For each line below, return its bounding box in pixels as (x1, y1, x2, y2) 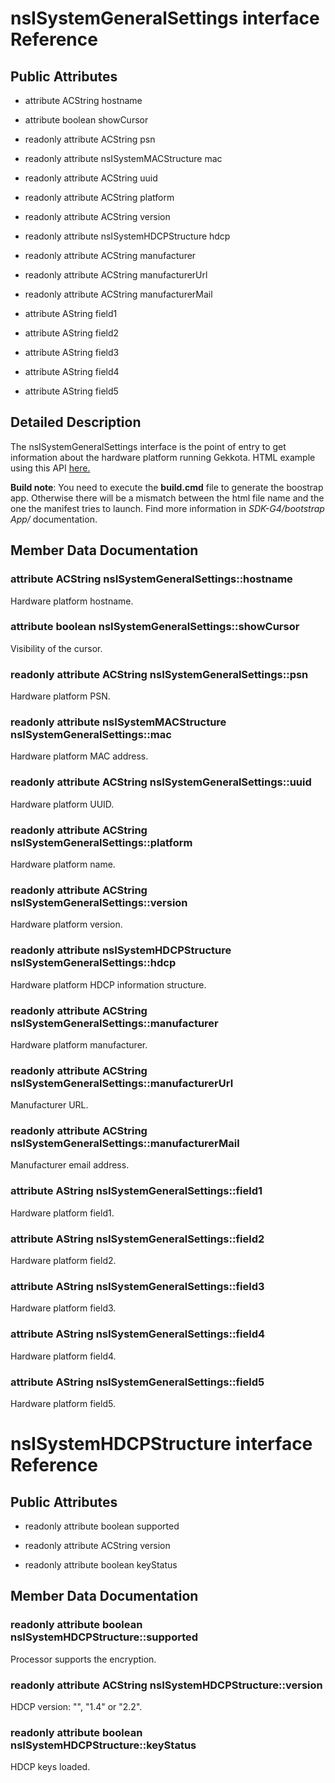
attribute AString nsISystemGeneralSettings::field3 (10, 1279, 265, 1293)
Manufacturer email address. (10, 1159, 130, 1171)
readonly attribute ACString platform (24, 192, 175, 203)
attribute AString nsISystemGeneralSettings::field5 (10, 1375, 265, 1389)
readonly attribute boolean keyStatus (24, 1558, 178, 1571)
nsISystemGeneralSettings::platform (10, 835, 193, 849)
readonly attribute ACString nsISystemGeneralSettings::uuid (10, 775, 312, 789)
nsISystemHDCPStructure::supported (10, 1630, 199, 1644)
